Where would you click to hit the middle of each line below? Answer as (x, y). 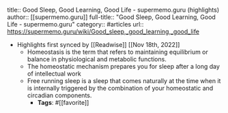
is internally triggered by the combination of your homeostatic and (120, 88)
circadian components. (59, 95)
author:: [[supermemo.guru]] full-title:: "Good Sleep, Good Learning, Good (112, 17)
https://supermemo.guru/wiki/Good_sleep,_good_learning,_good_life (103, 31)
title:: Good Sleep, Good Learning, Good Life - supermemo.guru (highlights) (113, 10)
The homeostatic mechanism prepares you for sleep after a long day (124, 66)
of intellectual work (54, 74)
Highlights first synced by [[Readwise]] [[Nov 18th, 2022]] (98, 45)
